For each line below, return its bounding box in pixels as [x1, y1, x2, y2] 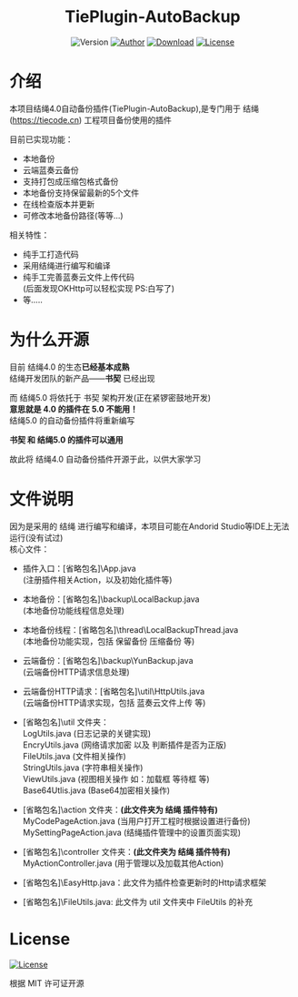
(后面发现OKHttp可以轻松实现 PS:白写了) [22, 282, 175, 293]
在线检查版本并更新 [22, 198, 95, 209]
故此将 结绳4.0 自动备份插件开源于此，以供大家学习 [9, 453, 202, 464]
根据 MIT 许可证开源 [9, 977, 84, 989]
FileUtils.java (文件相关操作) [22, 750, 127, 761]
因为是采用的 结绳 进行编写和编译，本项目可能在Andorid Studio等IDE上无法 [9, 521, 290, 532]
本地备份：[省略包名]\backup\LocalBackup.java [22, 594, 200, 605]
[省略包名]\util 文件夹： [22, 717, 109, 727]
